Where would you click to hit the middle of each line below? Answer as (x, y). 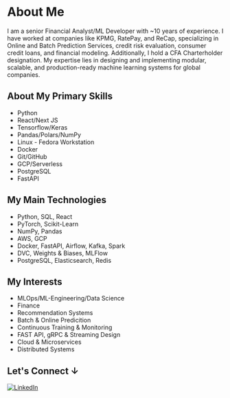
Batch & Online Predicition (54, 320)
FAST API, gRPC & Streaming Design (69, 335)
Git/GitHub (32, 156)
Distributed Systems (46, 349)
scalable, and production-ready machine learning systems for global (104, 67)
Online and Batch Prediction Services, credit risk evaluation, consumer (107, 45)
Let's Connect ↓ (43, 371)
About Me (36, 12)
